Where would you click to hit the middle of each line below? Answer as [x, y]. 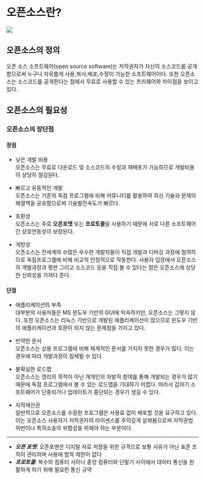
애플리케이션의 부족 [38, 305]
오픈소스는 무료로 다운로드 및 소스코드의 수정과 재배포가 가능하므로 [94, 167]
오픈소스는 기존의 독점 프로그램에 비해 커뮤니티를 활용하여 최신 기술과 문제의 [106, 196]
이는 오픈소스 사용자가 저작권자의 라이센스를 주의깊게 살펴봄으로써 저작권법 [104, 420]
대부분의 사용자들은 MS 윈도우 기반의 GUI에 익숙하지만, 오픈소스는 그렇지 [102, 313]
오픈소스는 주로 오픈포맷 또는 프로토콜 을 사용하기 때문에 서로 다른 [92, 224]
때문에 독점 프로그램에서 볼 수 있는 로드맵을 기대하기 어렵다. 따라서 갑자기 [102, 384]
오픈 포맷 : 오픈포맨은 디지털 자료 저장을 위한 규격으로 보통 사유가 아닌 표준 [103, 447]
